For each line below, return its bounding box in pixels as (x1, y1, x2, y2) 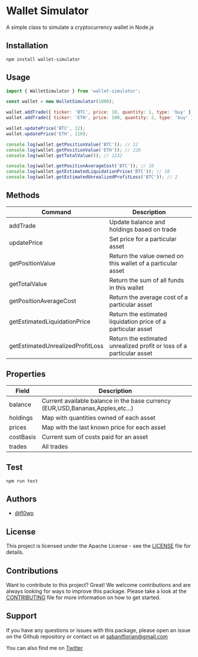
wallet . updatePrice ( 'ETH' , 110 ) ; (6, 131, 88, 137)
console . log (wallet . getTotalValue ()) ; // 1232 (6, 152, 123, 159)
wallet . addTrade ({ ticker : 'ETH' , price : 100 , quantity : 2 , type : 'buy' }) (6, 115, 196, 121)
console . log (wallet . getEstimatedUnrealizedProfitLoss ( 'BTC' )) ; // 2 (6, 174, 178, 180)
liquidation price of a (108, 317, 166, 326)
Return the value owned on (108, 252, 184, 260)
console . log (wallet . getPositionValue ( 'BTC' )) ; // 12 (6, 142, 138, 147)
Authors (6, 494, 37, 504)
